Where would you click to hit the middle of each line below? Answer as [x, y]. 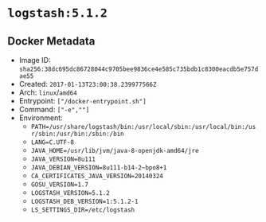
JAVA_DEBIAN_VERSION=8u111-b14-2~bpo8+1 [99, 168]
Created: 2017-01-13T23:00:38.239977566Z [88, 84]
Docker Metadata [51, 41]
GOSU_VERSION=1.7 [60, 185]
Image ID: [35, 60]
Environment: [41, 118]
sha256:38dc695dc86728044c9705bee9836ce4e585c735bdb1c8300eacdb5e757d [139, 69]
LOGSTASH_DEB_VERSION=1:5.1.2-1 [84, 201]
